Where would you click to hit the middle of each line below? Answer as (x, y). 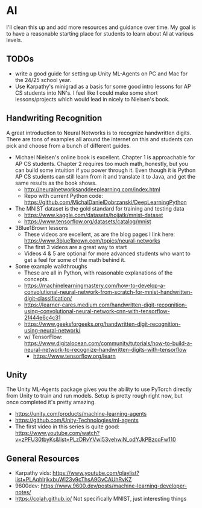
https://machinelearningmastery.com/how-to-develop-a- (95, 285)
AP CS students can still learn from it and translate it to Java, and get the (105, 176)
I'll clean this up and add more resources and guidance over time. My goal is (101, 27)
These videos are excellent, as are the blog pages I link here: (99, 234)
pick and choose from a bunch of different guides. (69, 145)
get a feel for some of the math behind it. (75, 259)
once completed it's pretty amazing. (51, 402)
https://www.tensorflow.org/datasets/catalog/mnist (88, 221)
